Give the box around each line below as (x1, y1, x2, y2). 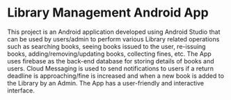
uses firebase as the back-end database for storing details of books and (7, 57, 214, 65)
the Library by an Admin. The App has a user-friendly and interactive (7, 79, 204, 87)
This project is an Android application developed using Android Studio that (7, 28, 221, 36)
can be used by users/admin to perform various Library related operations (7, 34, 220, 43)
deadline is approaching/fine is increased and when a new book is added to (7, 71, 225, 80)
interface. (7, 86, 35, 94)
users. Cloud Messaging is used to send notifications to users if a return (7, 64, 214, 72)
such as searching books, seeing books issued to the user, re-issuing (7, 42, 207, 50)
